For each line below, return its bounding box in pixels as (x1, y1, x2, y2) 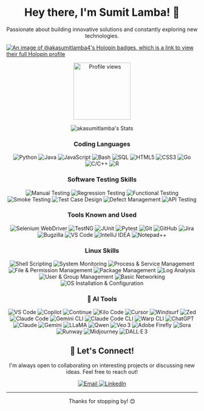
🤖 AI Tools (87, 295, 117, 303)
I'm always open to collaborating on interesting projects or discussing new (8, 362, 195, 369)
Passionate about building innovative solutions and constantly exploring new (6, 26, 198, 33)
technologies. (84, 32, 120, 39)
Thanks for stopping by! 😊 (69, 398, 135, 405)
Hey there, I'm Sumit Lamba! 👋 (24, 5, 180, 19)
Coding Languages (73, 139, 131, 148)
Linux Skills (84, 246, 120, 255)
